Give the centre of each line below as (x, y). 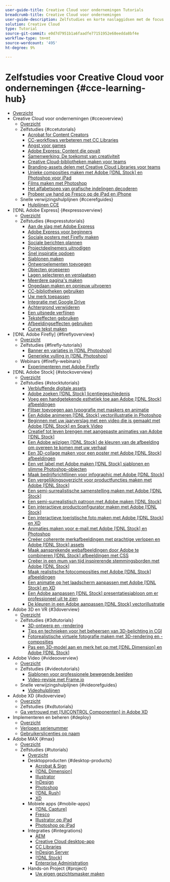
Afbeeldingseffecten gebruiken (60, 323)
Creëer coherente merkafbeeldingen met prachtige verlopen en (94, 539)
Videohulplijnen (44, 690)
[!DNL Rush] (48, 793)
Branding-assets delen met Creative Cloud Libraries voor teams (94, 167)
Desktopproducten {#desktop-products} (70, 760)
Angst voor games (47, 145)
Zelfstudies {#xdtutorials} (47, 706)
